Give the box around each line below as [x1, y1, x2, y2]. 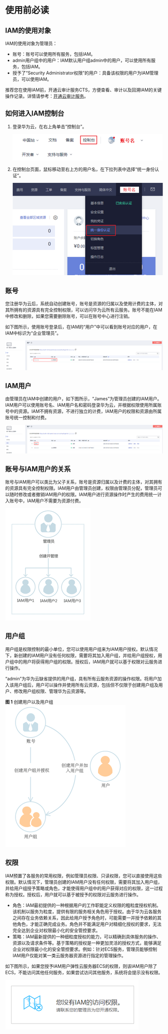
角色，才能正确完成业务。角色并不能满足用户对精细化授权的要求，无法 [16, 921, 161, 927]
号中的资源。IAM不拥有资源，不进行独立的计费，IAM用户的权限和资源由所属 [5, 408, 162, 414]
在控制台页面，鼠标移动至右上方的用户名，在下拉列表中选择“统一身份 [12, 166, 155, 172]
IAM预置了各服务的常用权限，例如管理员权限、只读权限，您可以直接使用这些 [5, 872, 162, 879]
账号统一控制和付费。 [5, 414, 49, 420]
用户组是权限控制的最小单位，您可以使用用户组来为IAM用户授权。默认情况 [5, 646, 158, 652]
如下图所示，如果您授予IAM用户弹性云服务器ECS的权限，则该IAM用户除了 [5, 963, 157, 969]
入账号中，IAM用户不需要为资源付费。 [5, 498, 84, 504]
